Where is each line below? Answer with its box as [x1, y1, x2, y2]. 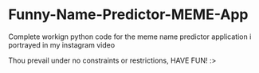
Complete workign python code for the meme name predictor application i [8, 32, 252, 41]
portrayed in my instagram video [8, 40, 116, 49]
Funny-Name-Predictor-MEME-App [8, 6, 249, 24]
